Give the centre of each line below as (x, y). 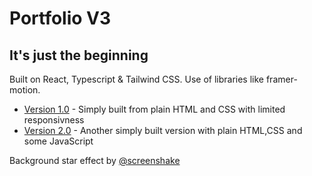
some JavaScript (58, 141)
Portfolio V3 (60, 18)
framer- (281, 79)
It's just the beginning (79, 55)
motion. (25, 90)
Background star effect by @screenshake (95, 160)
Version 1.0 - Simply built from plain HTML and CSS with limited (154, 109)
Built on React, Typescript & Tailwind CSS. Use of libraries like (137, 79)
